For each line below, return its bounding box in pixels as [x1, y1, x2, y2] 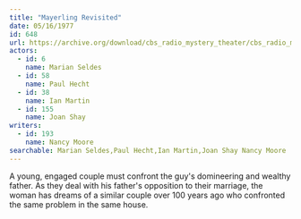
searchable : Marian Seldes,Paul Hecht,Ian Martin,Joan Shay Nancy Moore [9, 146, 287, 155]
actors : [9, 46, 39, 55]
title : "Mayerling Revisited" [9, 13, 123, 22]
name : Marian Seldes [25, 63, 102, 72]
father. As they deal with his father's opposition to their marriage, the [9, 180, 263, 190]
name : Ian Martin [25, 96, 90, 105]
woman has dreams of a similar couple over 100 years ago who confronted [9, 190, 286, 200]
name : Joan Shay [25, 113, 87, 122]
